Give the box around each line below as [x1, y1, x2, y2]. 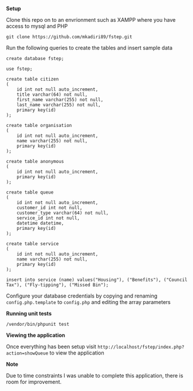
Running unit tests [6, 310, 52, 317]
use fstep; [6, 66, 33, 72]
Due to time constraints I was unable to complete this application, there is [6, 372, 184, 379]
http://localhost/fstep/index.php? [97, 344, 185, 350]
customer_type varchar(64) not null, [16, 210, 109, 216]
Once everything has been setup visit [6, 343, 97, 350]
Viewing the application [6, 332, 66, 339]
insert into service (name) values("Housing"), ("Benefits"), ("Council [6, 277, 188, 283]
